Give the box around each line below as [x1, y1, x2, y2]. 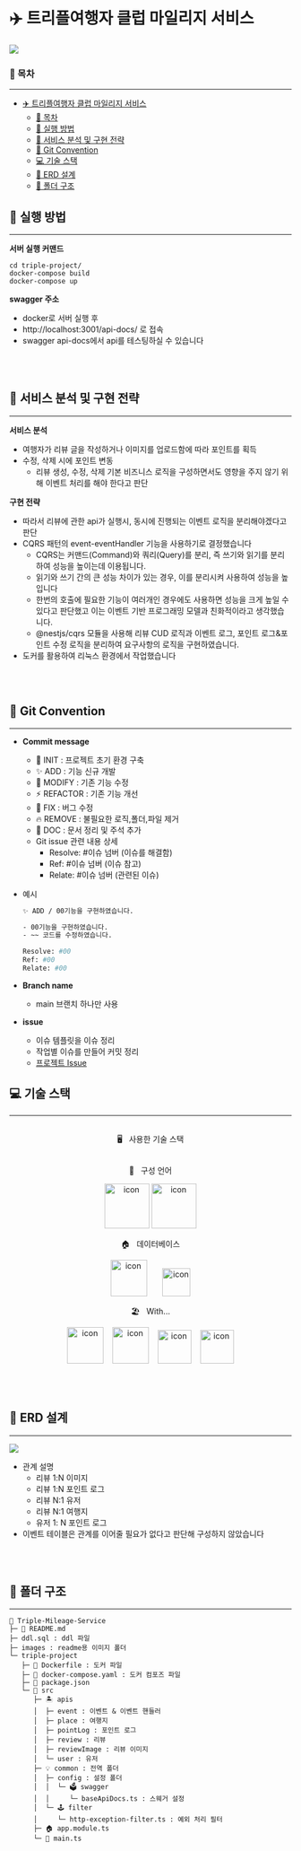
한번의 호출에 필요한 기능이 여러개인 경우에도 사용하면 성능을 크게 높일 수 [35, 594, 289, 605]
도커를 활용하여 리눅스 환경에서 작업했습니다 [21, 650, 176, 660]
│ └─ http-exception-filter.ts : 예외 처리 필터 [32, 1815, 223, 1824]
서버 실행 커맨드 [9, 243, 64, 254]
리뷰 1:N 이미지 [35, 1472, 89, 1483]
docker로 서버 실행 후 [21, 313, 99, 324]
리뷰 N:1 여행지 [35, 1506, 89, 1516]
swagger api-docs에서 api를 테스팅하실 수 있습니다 [21, 336, 204, 346]
